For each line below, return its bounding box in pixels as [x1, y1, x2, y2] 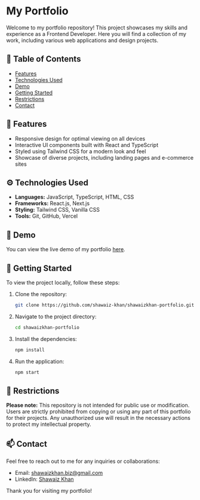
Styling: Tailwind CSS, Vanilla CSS [14, 206, 100, 214]
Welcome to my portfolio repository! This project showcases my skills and [6, 24, 188, 31]
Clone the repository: [14, 291, 67, 297]
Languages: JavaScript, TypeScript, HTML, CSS [14, 193, 134, 201]
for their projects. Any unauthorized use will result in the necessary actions [6, 414, 191, 422]
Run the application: [14, 358, 64, 365]
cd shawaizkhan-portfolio [14, 324, 79, 330]
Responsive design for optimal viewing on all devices [14, 135, 146, 142]
